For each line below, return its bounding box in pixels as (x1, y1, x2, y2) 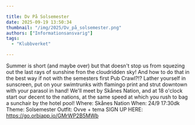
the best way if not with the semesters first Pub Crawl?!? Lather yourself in (6, 75, 186, 82)
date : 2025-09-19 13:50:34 (6, 19, 72, 25)
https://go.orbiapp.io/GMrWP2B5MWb (6, 112, 99, 119)
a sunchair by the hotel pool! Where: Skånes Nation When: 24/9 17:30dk (6, 100, 180, 106)
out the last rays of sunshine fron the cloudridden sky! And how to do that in (6, 69, 190, 75)
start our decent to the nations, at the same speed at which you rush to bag (6, 93, 189, 100)
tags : (6, 36, 19, 42)
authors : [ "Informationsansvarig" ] (6, 30, 93, 36)
